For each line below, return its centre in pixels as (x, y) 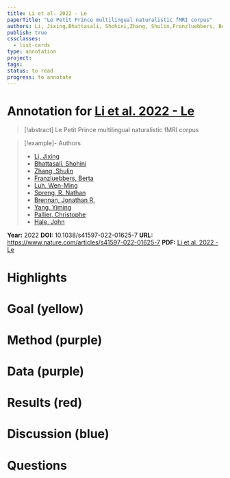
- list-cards (32, 45)
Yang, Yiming (53, 207)
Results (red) (45, 403)
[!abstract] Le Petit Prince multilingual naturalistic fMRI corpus (111, 130)
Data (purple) (46, 372)
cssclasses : (24, 39)
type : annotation (32, 52)
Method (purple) (55, 340)
